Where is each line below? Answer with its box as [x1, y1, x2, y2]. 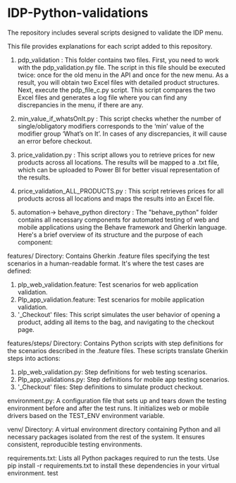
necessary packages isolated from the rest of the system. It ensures [7, 432, 206, 441]
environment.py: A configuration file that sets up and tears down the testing [7, 396, 227, 405]
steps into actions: [7, 354, 61, 362]
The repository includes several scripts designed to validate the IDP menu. [7, 28, 223, 37]
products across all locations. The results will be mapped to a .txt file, [17, 157, 220, 167]
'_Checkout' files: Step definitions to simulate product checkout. [17, 383, 204, 391]
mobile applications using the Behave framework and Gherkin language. [17, 222, 227, 231]
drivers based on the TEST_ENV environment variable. [7, 411, 165, 419]
